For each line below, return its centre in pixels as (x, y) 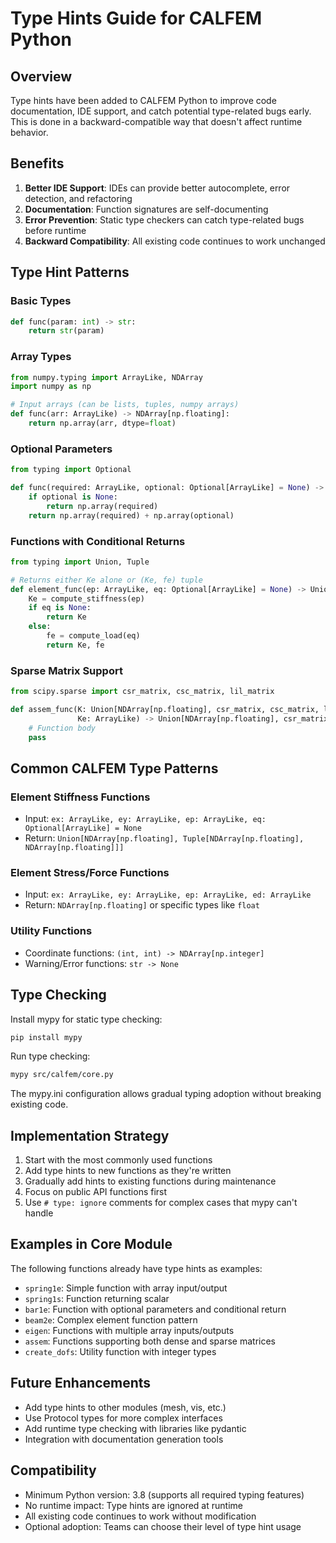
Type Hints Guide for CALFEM (136, 18)
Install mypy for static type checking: (86, 1019)
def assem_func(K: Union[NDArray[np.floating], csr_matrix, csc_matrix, (165, 709)
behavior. (29, 132)
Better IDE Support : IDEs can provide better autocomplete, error (157, 188)
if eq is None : (60, 608)
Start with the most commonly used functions (118, 1160)
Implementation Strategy (90, 1135)
